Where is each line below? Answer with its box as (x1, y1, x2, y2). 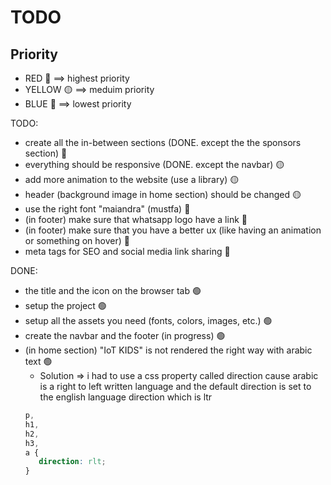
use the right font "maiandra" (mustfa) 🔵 (24, 203, 191, 215)
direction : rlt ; (38, 457, 107, 467)
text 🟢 (24, 356, 53, 367)
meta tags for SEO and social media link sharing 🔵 (24, 246, 231, 257)
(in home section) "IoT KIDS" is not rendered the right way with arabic (24, 344, 313, 356)
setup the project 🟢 (24, 300, 107, 311)
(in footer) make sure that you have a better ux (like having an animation (24, 224, 322, 236)
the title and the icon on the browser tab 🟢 (24, 285, 202, 296)
